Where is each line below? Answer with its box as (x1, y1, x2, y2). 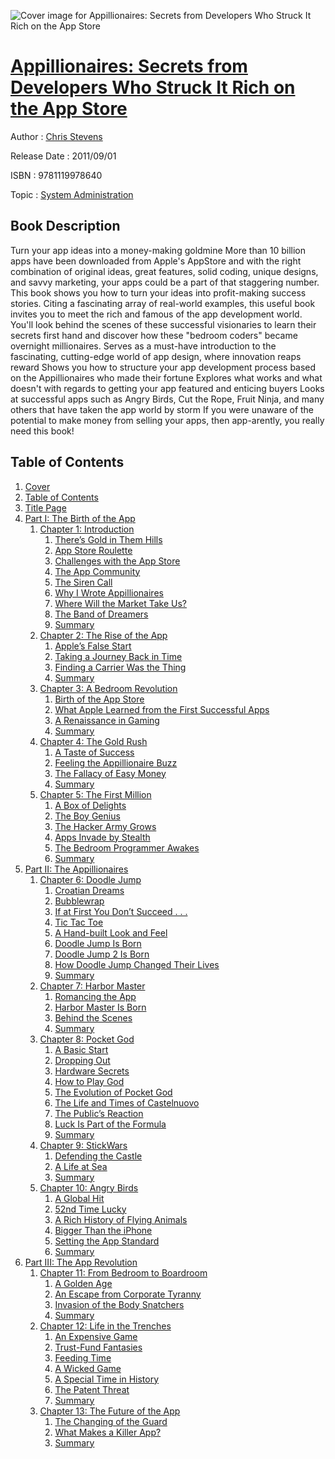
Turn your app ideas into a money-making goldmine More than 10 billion (10, 244, 306, 256)
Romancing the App (54, 990, 137, 1002)
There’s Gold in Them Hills (54, 533, 163, 545)
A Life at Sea (54, 1160, 108, 1172)
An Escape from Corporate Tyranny (54, 1288, 202, 1300)
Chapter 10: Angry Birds (39, 1181, 139, 1194)
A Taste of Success (54, 746, 135, 758)
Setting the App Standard (54, 1235, 160, 1247)
